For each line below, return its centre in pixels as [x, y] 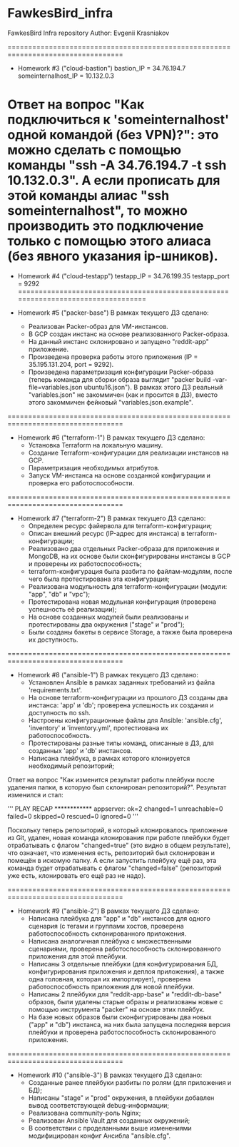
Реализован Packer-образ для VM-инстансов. [98, 326]
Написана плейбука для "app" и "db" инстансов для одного [119, 918]
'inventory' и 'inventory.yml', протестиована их [98, 728]
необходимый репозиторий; [71, 766]
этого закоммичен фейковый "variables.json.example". [111, 402]
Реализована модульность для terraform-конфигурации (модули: [128, 586]
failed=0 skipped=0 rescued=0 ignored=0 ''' [73, 816]
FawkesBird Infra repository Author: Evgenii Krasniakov [88, 33]
